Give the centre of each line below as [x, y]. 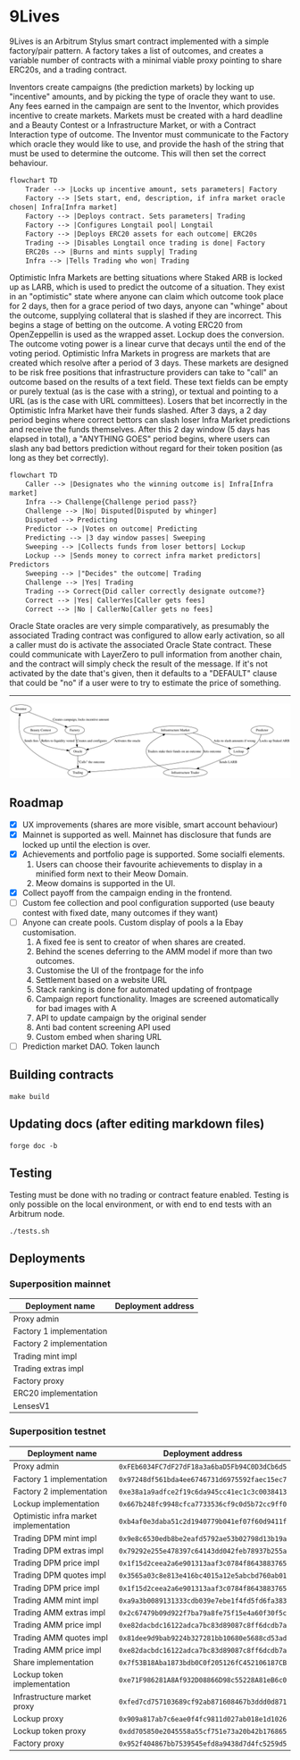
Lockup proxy [38, 1718]
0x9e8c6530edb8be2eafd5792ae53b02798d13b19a [203, 1538]
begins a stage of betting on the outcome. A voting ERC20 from [126, 324]
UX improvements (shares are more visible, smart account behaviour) [150, 825]
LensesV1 [32, 1405]
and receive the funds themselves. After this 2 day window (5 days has [140, 429]
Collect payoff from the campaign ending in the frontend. [127, 893]
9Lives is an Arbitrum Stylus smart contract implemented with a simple [139, 41]
